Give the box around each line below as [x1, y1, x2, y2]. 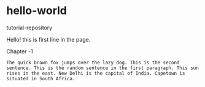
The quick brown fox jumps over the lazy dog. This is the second [6, 59, 180, 66]
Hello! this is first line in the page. [6, 36, 91, 43]
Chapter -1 [6, 47, 33, 55]
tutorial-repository [6, 24, 53, 31]
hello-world [6, 4, 68, 18]
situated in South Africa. [6, 75, 75, 81]
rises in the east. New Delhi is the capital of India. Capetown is [6, 70, 185, 77]
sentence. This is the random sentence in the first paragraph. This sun [6, 65, 199, 71]
